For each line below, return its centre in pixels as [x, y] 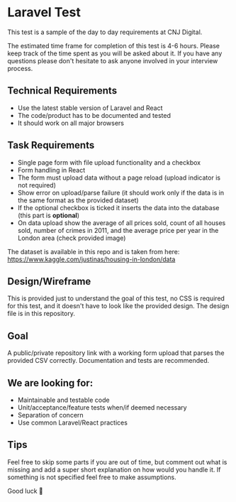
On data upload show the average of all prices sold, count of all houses [122, 223]
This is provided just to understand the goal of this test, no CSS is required [116, 298]
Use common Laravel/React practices [72, 422]
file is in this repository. [41, 314]
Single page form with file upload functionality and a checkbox [109, 162]
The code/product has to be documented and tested [94, 115]
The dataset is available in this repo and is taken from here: [94, 251]
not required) [37, 185]
